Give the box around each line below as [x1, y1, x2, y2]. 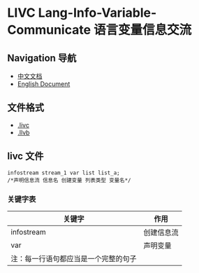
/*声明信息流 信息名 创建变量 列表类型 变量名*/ [7, 176, 131, 183]
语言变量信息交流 [93, 22, 192, 38]
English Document [17, 80, 71, 88]
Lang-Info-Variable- [38, 5, 157, 21]
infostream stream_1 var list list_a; [7, 169, 120, 176]
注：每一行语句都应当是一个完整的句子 [10, 253, 138, 263]
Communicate [7, 22, 91, 38]
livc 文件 [7, 150, 44, 162]
